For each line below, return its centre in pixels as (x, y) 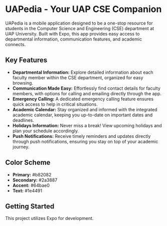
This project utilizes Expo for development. (49, 218)
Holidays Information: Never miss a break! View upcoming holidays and (87, 125)
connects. (16, 44)
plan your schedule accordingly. (46, 131)
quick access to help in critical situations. (55, 104)
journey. (21, 147)
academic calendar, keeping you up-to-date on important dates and (82, 115)
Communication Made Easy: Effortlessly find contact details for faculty (86, 88)
